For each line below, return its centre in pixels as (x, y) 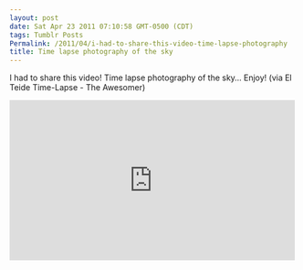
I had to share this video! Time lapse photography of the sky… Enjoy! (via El (151, 78)
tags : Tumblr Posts (47, 35)
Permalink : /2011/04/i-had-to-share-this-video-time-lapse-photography (148, 43)
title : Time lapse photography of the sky (91, 52)
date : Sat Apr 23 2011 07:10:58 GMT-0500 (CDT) (102, 26)
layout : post (34, 18)
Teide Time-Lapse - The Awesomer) (78, 88)
